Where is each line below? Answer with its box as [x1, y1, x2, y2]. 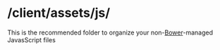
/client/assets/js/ [7, 5, 111, 21]
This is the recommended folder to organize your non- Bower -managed [7, 28, 214, 37]
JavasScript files [7, 35, 56, 44]
